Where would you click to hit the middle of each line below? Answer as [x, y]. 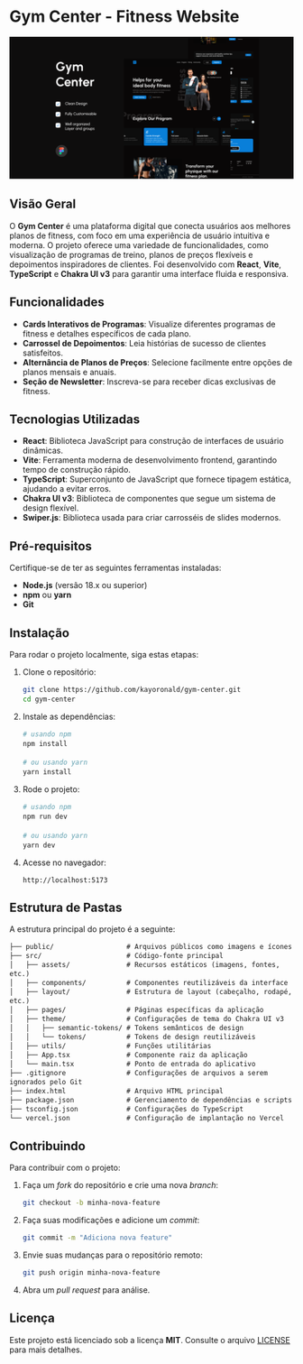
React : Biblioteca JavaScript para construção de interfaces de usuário [153, 441]
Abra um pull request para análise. [86, 1290]
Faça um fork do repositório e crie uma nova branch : [120, 1185]
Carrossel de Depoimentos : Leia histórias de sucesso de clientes [144, 343]
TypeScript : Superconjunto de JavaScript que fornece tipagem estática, [156, 479]
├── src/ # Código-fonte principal [116, 956]
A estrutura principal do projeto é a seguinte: [92, 929]
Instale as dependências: [69, 716]
